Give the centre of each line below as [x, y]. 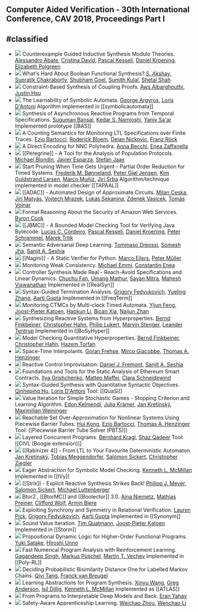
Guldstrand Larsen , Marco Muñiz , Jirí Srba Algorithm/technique [92, 179]
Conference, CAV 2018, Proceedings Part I [86, 19]
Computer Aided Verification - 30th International [98, 10]
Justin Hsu [28, 93]
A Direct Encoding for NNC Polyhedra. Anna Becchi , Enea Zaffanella [105, 147]
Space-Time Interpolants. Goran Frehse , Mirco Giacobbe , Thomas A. [106, 351]
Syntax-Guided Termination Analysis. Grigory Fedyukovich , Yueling [104, 292]
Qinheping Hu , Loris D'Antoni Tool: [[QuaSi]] [68, 391]
